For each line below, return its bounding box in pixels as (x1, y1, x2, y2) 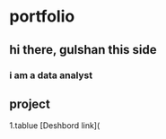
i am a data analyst (9, 69, 93, 82)
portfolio (9, 6, 75, 27)
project (9, 96, 51, 111)
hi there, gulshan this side (9, 42, 157, 57)
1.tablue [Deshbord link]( (9, 120, 100, 131)
